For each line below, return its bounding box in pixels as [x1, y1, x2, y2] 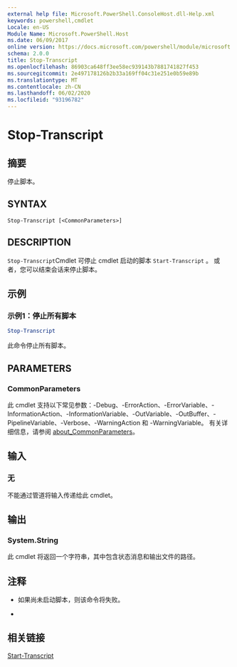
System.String [7, 535, 59, 545]
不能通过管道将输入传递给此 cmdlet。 [7, 491, 117, 499]
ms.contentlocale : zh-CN [7, 83, 81, 90]
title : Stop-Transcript [7, 57, 78, 64]
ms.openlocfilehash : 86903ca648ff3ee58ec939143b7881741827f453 [7, 63, 199, 70]
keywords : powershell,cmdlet [7, 17, 94, 24]
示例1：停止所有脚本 [7, 311, 77, 321]
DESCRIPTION [7, 236, 71, 249]
